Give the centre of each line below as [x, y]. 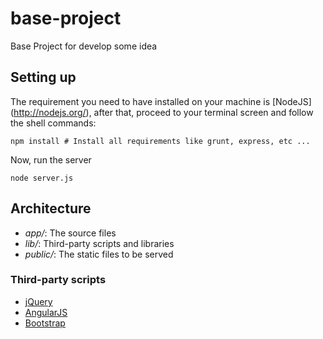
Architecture [51, 208]
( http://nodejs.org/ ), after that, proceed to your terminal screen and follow [162, 112]
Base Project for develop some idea [84, 46]
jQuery [38, 301]
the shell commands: [53, 123]
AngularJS [46, 312]
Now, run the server [51, 159]
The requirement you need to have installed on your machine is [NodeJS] [161, 101]
